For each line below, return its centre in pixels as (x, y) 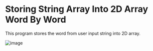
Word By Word (36, 20)
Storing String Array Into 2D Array (77, 9)
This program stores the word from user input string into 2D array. (73, 33)
